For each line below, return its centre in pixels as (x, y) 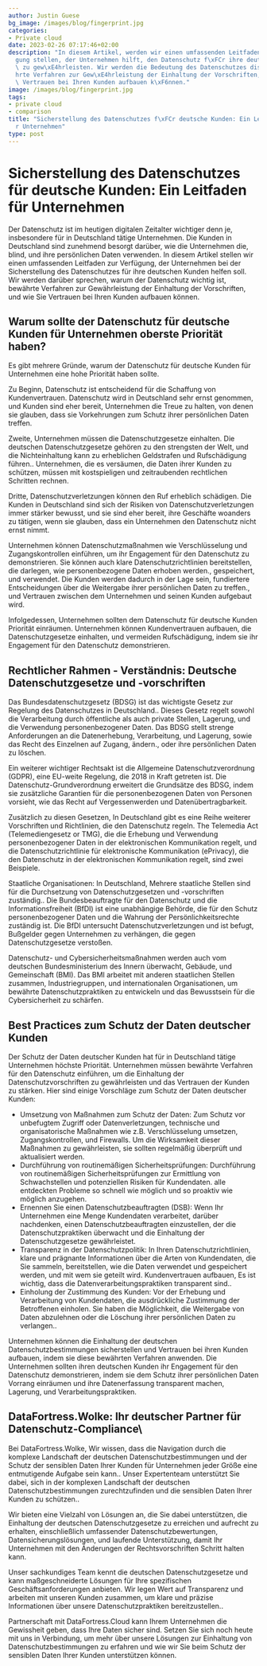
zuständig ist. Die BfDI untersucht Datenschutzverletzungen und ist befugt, (131, 926)
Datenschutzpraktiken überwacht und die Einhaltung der (112, 1233)
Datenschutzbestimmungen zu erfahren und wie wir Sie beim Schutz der (127, 1646)
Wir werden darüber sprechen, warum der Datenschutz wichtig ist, (117, 280)
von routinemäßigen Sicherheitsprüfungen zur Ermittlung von (120, 1173)
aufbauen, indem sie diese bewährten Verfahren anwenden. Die (112, 1358)
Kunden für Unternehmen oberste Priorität (116, 334)
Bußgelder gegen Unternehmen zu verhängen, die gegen (102, 934)
